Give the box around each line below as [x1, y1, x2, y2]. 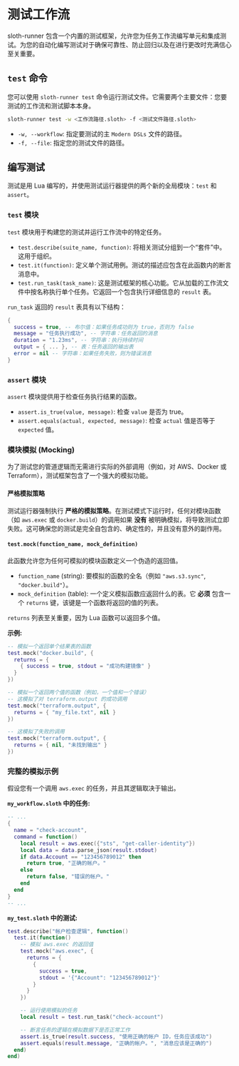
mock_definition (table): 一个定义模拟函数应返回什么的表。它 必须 [17, 589, 211, 598]
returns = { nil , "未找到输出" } [14, 741, 108, 749]
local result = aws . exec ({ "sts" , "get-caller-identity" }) [20, 840, 196, 847]
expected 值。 [17, 425, 58, 434]
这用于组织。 [17, 251, 55, 260]
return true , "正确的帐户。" [26, 860, 107, 867]
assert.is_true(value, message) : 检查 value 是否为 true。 [17, 407, 188, 416]
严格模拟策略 [7, 489, 45, 498]
